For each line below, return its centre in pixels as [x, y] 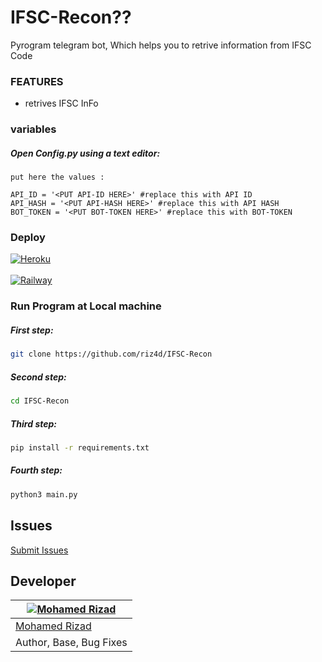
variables [33, 129]
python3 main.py [44, 494]
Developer [43, 581]
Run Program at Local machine [86, 306]
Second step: [38, 377]
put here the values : [57, 177]
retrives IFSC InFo [61, 103]
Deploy [28, 238]
